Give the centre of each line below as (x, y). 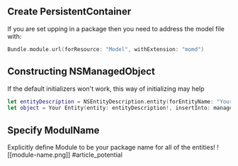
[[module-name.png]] (39, 155)
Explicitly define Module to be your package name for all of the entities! (112, 148)
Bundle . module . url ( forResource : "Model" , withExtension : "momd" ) (106, 49)
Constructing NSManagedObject (81, 71)
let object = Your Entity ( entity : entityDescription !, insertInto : (109, 108)
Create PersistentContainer (69, 12)
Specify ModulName (53, 130)
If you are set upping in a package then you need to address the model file (116, 28)
